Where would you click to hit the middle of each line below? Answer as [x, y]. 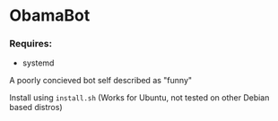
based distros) [36, 108]
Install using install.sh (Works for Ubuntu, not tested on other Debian [139, 98]
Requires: [30, 44]
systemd [38, 63]
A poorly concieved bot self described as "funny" [101, 81]
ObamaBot [50, 16]
